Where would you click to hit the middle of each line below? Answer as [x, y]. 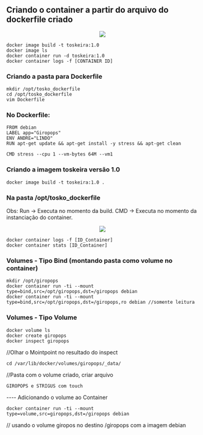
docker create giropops [37, 336]
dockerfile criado [40, 20]
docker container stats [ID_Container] [57, 245]
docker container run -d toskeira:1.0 [55, 56]
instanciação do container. [40, 217]
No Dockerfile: [28, 115]
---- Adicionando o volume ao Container [57, 397]
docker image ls [27, 50]
